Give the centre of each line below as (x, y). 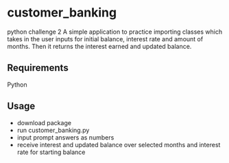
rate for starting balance (51, 152)
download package (44, 122)
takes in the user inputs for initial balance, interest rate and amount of (105, 39)
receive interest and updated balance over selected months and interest (119, 144)
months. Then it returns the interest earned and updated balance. (99, 46)
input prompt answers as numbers (65, 137)
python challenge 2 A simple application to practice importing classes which (115, 32)
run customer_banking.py (53, 130)
